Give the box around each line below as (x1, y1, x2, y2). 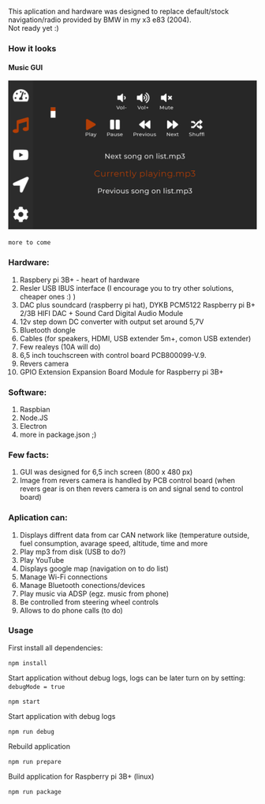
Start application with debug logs (8, 711, 116, 720)
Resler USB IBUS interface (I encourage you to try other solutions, (19, 283, 234, 292)
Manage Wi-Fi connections (19, 571, 108, 582)
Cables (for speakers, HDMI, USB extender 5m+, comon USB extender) (19, 333, 252, 343)
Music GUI (8, 62, 43, 72)
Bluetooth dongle (19, 325, 77, 334)
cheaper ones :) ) (19, 292, 77, 301)
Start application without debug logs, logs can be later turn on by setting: (8, 673, 246, 683)
